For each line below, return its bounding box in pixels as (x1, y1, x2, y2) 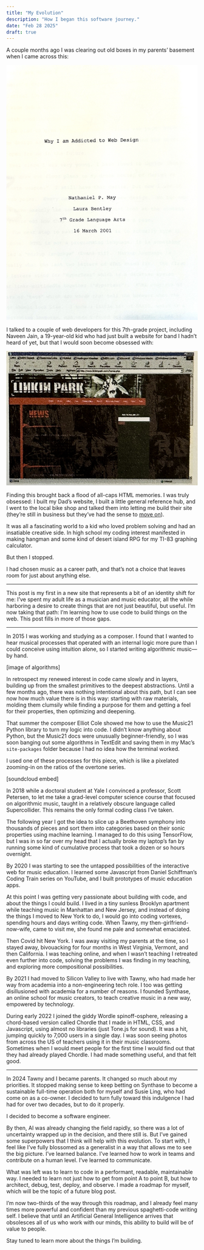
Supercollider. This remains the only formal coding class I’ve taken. (6, 806, 174, 814)
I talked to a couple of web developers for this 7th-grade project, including (6, 326, 192, 333)
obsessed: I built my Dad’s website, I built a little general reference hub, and (6, 498, 196, 505)
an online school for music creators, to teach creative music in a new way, (6, 994, 192, 1001)
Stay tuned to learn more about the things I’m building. (6, 1237, 143, 1244)
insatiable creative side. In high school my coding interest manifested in (6, 529, 185, 536)
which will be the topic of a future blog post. (6, 1187, 117, 1195)
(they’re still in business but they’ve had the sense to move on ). (6, 511, 165, 518)
